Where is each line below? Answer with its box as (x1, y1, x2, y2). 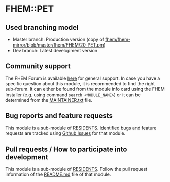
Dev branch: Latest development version (12, 48, 98, 53)
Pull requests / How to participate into (5, 145, 127, 154)
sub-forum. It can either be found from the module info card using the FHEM (5, 86, 165, 92)
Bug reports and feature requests (5, 112, 113, 120)
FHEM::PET (5, 3, 54, 15)
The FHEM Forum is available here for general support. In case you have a (5, 75, 160, 81)
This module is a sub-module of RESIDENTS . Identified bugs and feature (5, 125, 157, 131)
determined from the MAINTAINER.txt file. (5, 97, 93, 103)
